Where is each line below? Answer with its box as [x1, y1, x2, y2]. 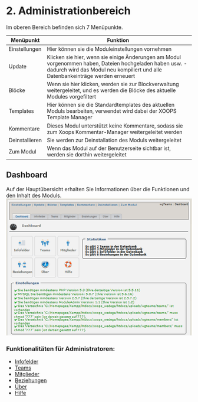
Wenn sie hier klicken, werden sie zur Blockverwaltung [47, 81, 179, 88]
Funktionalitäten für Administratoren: [6, 344, 115, 352]
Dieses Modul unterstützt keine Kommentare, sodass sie [47, 122, 183, 129]
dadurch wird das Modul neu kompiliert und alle [47, 66, 162, 73]
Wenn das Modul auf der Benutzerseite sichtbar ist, [47, 145, 171, 152]
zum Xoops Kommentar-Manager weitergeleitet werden [47, 128, 183, 135]
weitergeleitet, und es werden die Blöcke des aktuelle [47, 87, 176, 94]
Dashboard [6, 170, 48, 180]
